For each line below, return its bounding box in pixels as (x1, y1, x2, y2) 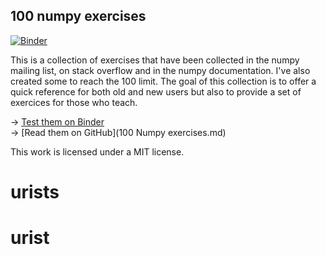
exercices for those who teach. (10, 96, 138, 108)
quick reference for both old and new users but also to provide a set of (10, 85, 302, 98)
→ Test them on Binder (10, 115, 105, 128)
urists (10, 181, 60, 203)
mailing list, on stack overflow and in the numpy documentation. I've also (10, 64, 311, 76)
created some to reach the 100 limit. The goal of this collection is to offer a (10, 75, 317, 87)
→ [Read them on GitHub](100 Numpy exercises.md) (10, 126, 227, 138)
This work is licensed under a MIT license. (10, 145, 185, 158)
